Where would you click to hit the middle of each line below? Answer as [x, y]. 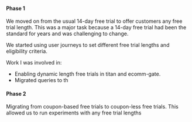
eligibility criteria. [27, 51]
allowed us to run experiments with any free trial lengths [74, 113]
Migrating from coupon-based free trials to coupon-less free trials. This [92, 107]
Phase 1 [16, 8]
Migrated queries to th [41, 80]
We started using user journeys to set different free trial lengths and [88, 45]
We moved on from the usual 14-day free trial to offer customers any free [94, 21]
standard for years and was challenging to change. [67, 34]
